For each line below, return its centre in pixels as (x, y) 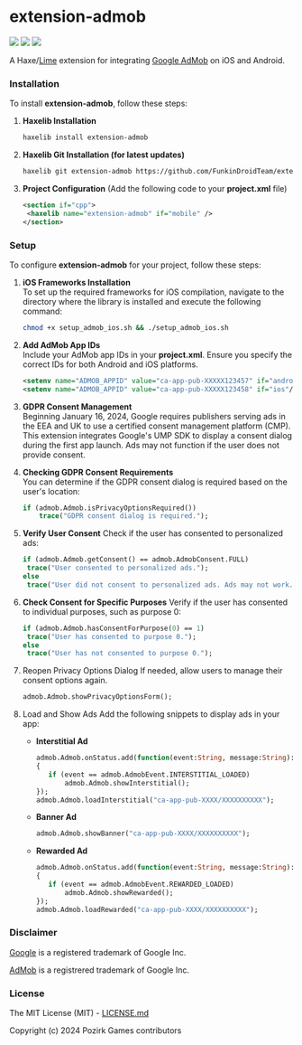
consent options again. (65, 681)
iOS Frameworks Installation (76, 282)
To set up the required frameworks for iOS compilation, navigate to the (153, 292)
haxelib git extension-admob (77, 172)
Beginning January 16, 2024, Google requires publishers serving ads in (154, 416)
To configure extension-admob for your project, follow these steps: (135, 265)
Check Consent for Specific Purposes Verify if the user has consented (155, 602)
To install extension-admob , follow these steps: (98, 104)
